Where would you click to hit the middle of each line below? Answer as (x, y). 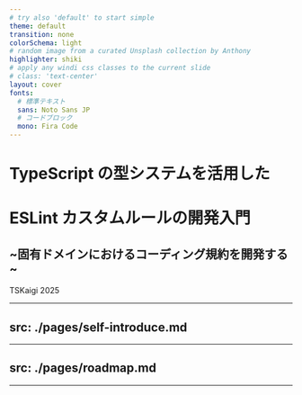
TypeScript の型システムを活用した (140, 174)
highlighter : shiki (46, 59)
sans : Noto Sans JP (54, 110)
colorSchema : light (46, 43)
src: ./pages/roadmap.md (83, 368)
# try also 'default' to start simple (82, 18)
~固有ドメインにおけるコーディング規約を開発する (149, 254)
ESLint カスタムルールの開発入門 (130, 218)
